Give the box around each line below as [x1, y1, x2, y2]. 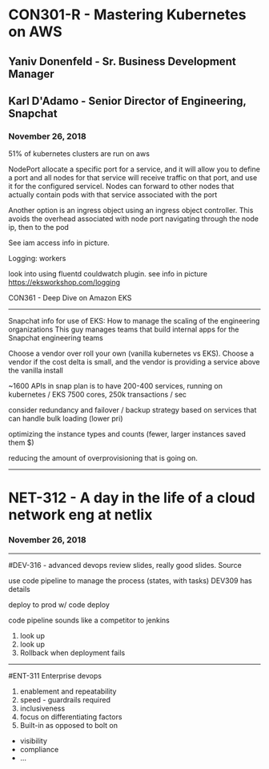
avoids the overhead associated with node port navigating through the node [8, 214, 259, 223]
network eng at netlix [8, 506, 153, 524]
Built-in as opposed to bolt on [19, 720, 118, 730]
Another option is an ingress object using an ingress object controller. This [8, 206, 254, 215]
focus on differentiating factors [19, 711, 122, 722]
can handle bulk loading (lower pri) [8, 414, 123, 424]
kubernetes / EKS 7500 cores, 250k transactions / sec [8, 390, 187, 400]
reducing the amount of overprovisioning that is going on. [8, 453, 199, 463]
